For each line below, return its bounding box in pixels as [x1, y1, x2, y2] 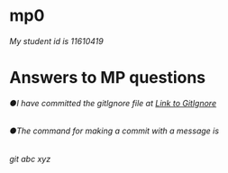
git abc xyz [9, 153, 51, 164]
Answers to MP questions [9, 67, 206, 87]
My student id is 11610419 [9, 35, 104, 46]
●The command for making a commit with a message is [9, 125, 219, 136]
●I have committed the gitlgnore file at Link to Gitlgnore [9, 97, 217, 108]
